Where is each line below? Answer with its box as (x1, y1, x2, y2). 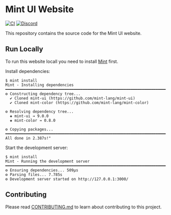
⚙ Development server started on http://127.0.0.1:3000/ (5, 176, 129, 182)
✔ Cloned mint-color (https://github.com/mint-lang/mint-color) (10, 100, 149, 105)
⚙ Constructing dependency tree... (5, 91, 81, 96)
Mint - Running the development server (5, 159, 90, 164)
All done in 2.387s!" (5, 135, 51, 140)
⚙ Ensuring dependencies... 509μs (5, 167, 79, 173)
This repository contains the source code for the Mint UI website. (5, 30, 142, 36)
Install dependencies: (5, 68, 50, 74)
